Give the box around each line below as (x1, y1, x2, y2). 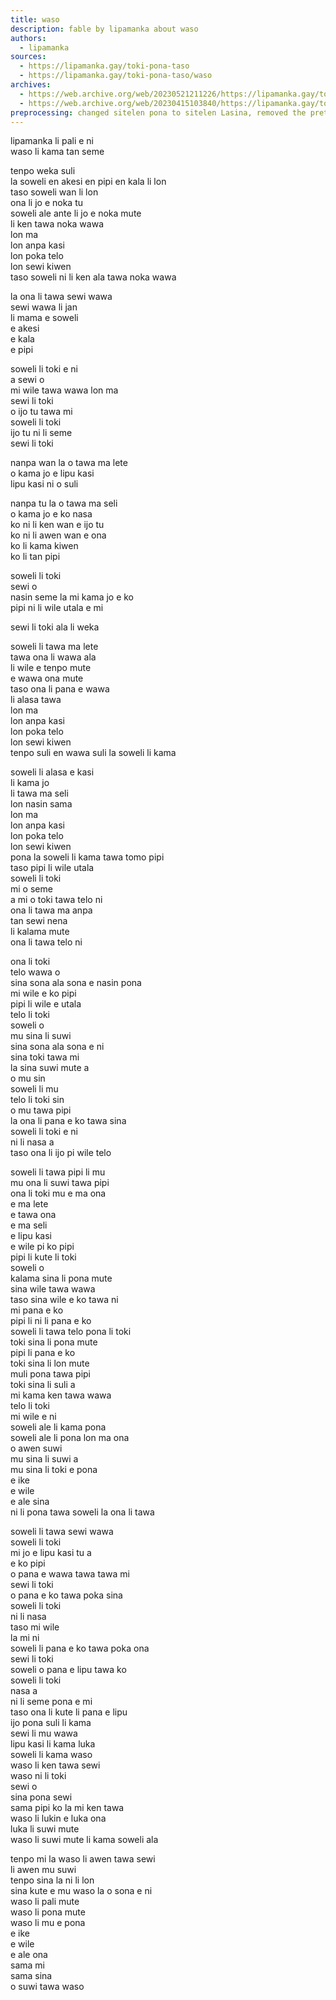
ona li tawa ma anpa (10, 904, 93, 916)
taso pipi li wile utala (10, 862, 95, 874)
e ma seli (10, 1219, 48, 1231)
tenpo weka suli (10, 165, 76, 177)
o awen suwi (10, 1442, 63, 1455)
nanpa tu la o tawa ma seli (10, 497, 118, 510)
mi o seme (10, 883, 53, 895)
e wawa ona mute (10, 672, 84, 685)
